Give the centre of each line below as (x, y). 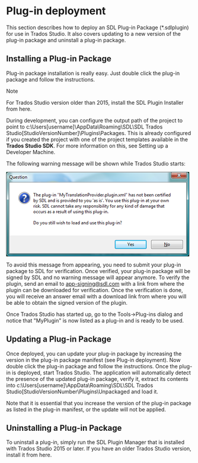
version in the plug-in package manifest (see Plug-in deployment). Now (93, 360)
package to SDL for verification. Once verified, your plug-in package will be (98, 271)
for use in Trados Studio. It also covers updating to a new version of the (93, 33)
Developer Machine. (31, 152)
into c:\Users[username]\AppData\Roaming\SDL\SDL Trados (80, 385)
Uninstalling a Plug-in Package (64, 428)
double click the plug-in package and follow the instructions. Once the (92, 366)
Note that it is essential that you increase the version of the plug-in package (99, 403)
